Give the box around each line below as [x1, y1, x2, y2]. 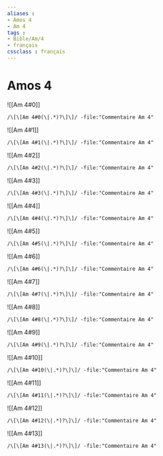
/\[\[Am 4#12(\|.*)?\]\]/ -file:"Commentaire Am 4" [7, 417, 157, 424]
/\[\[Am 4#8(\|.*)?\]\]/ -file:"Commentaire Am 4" [7, 316, 154, 323]
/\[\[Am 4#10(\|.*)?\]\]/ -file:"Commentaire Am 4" [7, 366, 157, 374]
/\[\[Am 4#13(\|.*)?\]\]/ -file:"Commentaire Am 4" [7, 442, 157, 449]
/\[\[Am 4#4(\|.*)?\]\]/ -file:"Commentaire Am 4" [7, 215, 154, 221]
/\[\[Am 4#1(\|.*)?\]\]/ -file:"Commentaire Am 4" [7, 139, 154, 146]
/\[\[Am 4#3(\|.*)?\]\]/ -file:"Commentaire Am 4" [7, 189, 154, 196]
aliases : [7, 10, 35, 17]
